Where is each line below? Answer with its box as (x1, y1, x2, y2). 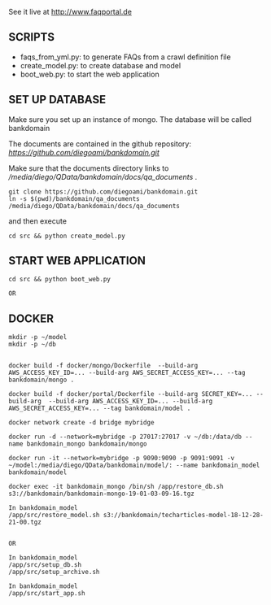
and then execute (8, 215, 68, 226)
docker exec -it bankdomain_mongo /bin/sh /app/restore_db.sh (8, 483, 224, 491)
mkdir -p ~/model (8, 333, 68, 342)
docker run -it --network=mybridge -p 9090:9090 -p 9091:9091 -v (8, 455, 234, 463)
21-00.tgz (8, 518, 42, 527)
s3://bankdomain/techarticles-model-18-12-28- (103, 511, 264, 520)
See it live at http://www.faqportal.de (8, 7, 133, 16)
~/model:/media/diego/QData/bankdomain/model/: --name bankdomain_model (8, 461, 260, 470)
